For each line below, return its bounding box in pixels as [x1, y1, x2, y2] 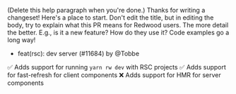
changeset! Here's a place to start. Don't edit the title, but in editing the [7, 13, 214, 22]
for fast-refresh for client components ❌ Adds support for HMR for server [7, 71, 221, 79]
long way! [7, 36, 36, 44]
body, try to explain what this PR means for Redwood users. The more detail [7, 21, 229, 29]
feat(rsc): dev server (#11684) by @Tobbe [17, 49, 140, 58]
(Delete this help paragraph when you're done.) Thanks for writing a [7, 6, 206, 14]
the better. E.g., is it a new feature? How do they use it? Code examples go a [7, 28, 230, 36]
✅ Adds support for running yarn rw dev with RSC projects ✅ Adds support [7, 63, 226, 71]
